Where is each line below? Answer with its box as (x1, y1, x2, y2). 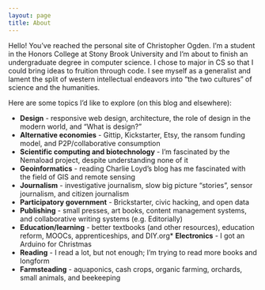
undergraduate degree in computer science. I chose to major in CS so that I (8, 57, 254, 67)
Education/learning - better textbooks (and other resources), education (19, 222, 255, 232)
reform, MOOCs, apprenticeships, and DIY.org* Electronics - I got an (19, 231, 245, 240)
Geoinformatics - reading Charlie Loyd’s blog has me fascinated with (19, 164, 246, 173)
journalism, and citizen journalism (19, 189, 129, 198)
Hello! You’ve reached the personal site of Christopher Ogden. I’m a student (8, 40, 256, 50)
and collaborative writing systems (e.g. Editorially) (19, 214, 184, 224)
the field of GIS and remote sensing (19, 171, 136, 182)
